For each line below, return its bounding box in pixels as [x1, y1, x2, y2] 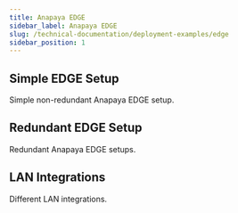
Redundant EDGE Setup [9, 120, 143, 135]
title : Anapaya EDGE [9, 12, 86, 22]
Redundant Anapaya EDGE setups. [9, 143, 136, 154]
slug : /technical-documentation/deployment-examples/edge [9, 29, 229, 38]
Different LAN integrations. [9, 193, 108, 204]
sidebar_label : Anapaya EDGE [9, 21, 118, 30]
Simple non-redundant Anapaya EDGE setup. [9, 94, 175, 105]
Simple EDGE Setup [9, 70, 119, 86]
